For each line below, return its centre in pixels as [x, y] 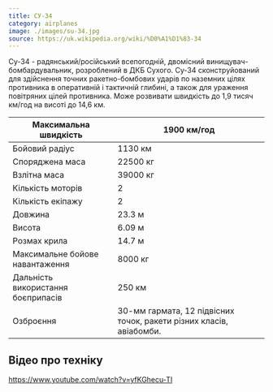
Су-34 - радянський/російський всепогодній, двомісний [106, 62]
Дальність [33, 278]
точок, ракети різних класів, [173, 321]
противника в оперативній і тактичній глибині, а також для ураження [128, 88]
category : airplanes [43, 24]
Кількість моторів [48, 188]
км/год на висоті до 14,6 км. [57, 105]
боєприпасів [37, 298]
